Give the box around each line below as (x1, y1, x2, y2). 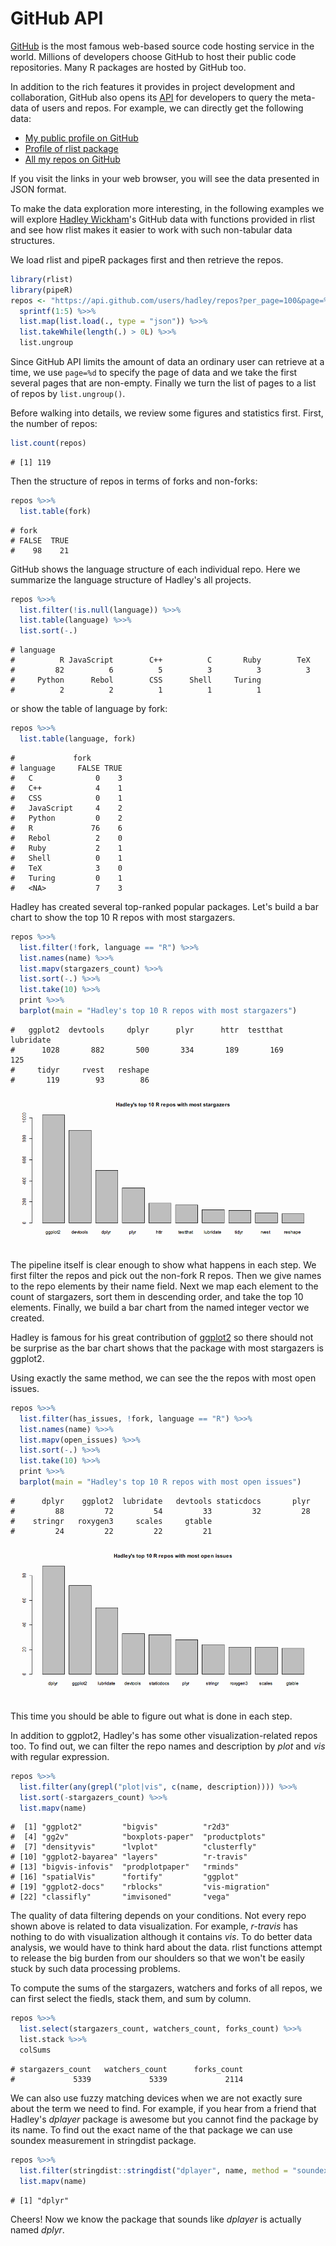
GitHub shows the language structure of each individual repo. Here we (10, 563, 301, 575)
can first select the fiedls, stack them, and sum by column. (10, 1993, 252, 2005)
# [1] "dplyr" (10, 2195, 70, 2206)
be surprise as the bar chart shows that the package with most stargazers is (10, 1342, 325, 1354)
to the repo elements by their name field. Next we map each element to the (10, 1280, 319, 1292)
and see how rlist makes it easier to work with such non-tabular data (10, 223, 293, 236)
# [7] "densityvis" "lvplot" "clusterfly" (10, 1842, 257, 1852)
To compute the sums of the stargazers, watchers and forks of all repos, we (10, 1982, 323, 1994)
